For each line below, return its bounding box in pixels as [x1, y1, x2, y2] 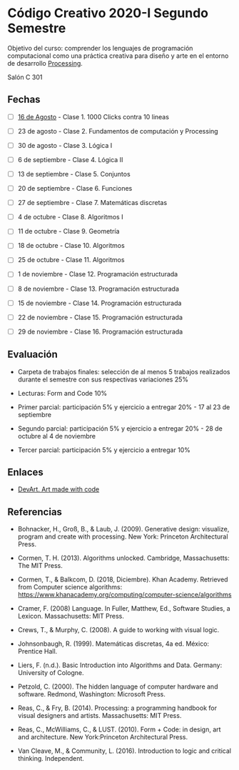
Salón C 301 [7, 73, 43, 81]
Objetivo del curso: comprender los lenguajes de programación [7, 44, 193, 52]
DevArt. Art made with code [17, 485, 100, 494]
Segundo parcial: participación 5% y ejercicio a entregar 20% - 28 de [17, 424, 223, 433]
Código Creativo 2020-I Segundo [7, 5, 209, 21]
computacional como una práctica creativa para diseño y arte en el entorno [7, 51, 229, 60]
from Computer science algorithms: [17, 583, 123, 591]
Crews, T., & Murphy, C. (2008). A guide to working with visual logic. [17, 626, 220, 634]
